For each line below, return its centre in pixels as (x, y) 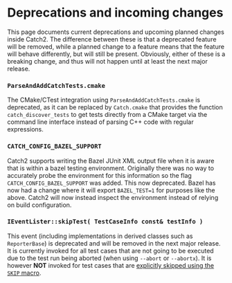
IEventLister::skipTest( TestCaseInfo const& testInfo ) (105, 222)
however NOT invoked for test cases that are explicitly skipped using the (111, 265)
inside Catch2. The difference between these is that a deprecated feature (112, 39)
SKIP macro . (24, 273)
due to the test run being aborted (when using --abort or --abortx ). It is (109, 258)
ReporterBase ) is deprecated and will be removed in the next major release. (114, 243)
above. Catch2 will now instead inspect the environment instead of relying (113, 197)
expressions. (25, 129)
